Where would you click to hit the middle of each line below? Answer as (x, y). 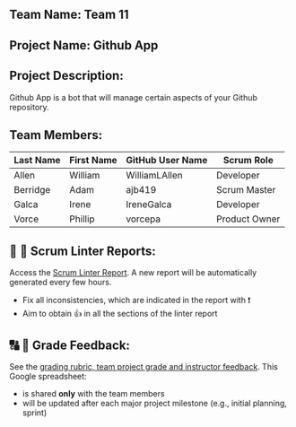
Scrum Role (248, 161)
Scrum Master (246, 190)
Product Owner (248, 219)
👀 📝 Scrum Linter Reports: (83, 251)
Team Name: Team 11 (69, 15)
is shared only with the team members (93, 394)
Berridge (32, 190)
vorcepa (144, 219)
